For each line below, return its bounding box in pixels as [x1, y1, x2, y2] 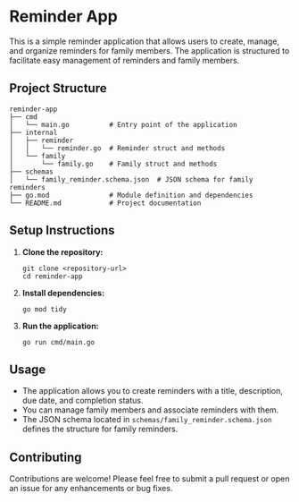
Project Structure [9, 81, 107, 96]
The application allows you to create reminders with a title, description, [21, 386, 283, 396]
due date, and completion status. [21, 396, 144, 406]
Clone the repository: [21, 246, 104, 257]
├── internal [9, 128, 58, 137]
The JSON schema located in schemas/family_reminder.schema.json [21, 414, 272, 425]
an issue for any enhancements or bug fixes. [9, 483, 173, 494]
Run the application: [21, 320, 100, 331]
